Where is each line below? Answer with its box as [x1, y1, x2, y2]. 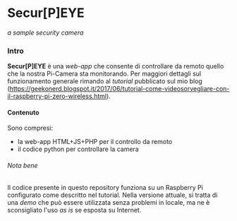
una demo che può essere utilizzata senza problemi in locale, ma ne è [7, 198, 210, 206]
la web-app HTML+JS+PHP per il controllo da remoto [17, 138, 173, 146]
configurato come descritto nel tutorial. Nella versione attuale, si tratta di [7, 191, 218, 199]
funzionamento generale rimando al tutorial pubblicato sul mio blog [7, 77, 202, 85]
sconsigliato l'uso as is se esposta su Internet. [7, 205, 142, 214]
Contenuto [7, 108, 39, 117]
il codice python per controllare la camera [17, 145, 139, 153]
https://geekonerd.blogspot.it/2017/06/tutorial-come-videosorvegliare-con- [9, 85, 230, 93]
